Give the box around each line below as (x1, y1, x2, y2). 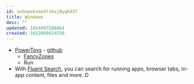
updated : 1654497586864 (6, 25, 65, 31)
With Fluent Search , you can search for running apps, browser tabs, (14, 65, 180, 72)
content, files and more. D (25, 72, 89, 79)
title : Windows (6, 14, 44, 20)
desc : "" (6, 19, 28, 25)
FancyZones (23, 53, 54, 60)
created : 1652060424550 (6, 31, 65, 36)
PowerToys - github (14, 46, 63, 53)
